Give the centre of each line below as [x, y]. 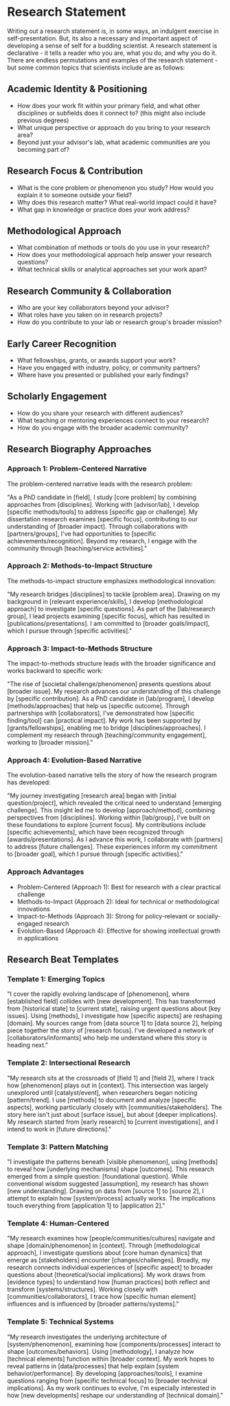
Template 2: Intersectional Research [69, 1063]
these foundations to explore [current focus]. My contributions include [106, 825]
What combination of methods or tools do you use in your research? [113, 247]
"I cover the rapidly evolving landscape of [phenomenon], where [99, 994]
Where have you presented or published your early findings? [103, 375]
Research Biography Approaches [80, 450]
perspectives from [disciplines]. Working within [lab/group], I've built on [109, 817]
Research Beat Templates [63, 960]
